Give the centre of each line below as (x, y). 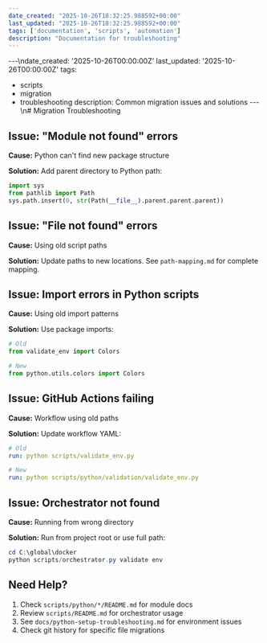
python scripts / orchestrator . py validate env (85, 559)
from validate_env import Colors (64, 352)
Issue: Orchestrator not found (84, 503)
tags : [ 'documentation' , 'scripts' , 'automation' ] (95, 31)
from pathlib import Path (51, 193)
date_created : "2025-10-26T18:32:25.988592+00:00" (95, 16)
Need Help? (38, 585)
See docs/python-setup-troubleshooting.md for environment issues (131, 621)
